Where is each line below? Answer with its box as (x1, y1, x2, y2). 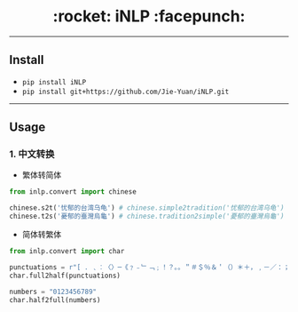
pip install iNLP (21, 77, 87, 86)
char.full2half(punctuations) (9, 271, 122, 280)
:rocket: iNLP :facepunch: (52, 6, 246, 27)
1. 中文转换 (9, 148, 55, 161)
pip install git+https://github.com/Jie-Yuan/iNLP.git (21, 87, 230, 96)
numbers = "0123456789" (9, 287, 98, 296)
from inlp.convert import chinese (9, 188, 137, 196)
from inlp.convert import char (9, 247, 125, 256)
